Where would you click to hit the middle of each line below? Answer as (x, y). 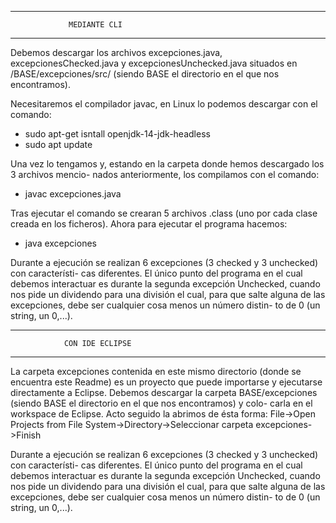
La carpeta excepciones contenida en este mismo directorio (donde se (156, 371)
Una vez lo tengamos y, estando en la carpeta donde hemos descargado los (167, 164)
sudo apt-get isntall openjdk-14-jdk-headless (117, 134)
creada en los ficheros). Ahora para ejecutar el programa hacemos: (149, 224)
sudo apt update (58, 144)
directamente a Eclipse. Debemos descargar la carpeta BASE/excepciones (164, 392)
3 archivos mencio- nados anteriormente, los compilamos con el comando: (165, 174)
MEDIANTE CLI (95, 25)
